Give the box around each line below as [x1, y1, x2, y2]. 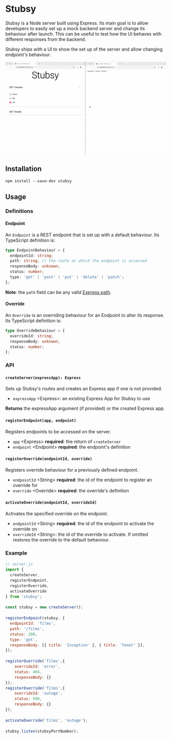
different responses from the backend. [5, 36, 86, 42]
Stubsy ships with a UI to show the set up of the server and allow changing [5, 46, 163, 52]
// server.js [5, 562, 33, 567]
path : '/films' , [10, 626, 44, 631]
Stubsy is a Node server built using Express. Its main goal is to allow [5, 20, 149, 26]
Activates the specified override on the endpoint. [5, 511, 108, 517]
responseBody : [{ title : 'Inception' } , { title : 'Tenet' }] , [10, 643, 145, 648]
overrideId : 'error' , [14, 664, 60, 669]
